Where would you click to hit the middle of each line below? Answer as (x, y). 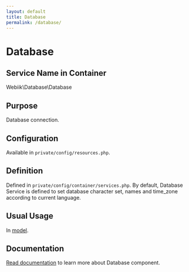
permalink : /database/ (34, 22)
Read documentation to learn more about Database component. (83, 263)
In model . (17, 230)
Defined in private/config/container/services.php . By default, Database (95, 185)
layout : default (26, 11)
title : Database (26, 17)
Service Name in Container (56, 73)
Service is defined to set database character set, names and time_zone (92, 191)
